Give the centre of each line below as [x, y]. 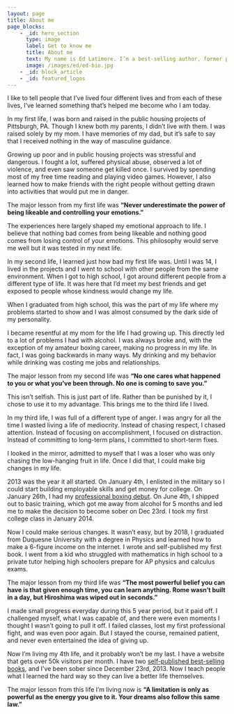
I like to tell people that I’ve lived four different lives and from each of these [115, 98]
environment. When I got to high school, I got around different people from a [117, 276]
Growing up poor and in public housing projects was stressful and [102, 154]
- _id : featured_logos [53, 78]
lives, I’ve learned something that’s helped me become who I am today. [109, 106]
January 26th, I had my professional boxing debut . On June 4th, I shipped [113, 497]
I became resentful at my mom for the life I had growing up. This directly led [116, 333]
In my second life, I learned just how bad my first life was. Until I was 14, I [112, 262]
